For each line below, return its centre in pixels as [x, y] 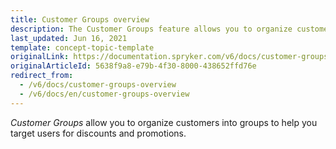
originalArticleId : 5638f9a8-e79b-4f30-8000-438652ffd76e [133, 66]
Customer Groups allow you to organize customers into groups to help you [164, 122]
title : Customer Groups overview [80, 19]
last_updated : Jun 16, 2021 [69, 38]
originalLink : [40, 57]
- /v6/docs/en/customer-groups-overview [104, 94]
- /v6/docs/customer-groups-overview [98, 85]
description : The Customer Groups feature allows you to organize [151, 29]
